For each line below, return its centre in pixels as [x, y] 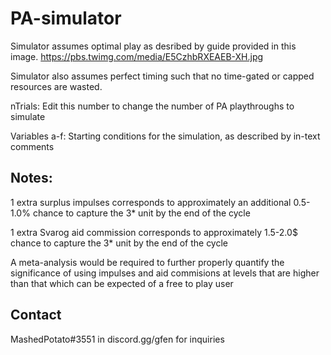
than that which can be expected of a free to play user [122, 283]
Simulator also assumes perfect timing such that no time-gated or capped [162, 76]
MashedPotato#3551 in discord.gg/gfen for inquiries [117, 339]
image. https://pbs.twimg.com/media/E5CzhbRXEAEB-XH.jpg [137, 56]
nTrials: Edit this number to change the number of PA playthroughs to [152, 106]
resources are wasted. [56, 86]
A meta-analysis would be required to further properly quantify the [147, 262]
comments [32, 146]
